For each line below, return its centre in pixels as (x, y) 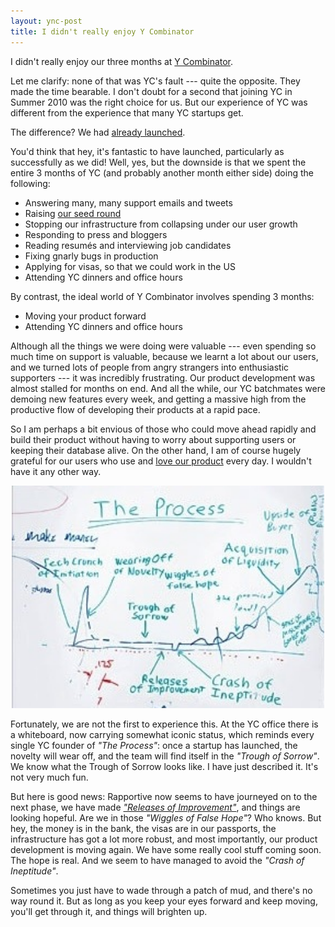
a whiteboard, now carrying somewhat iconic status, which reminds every (162, 734)
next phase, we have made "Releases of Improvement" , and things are (155, 807)
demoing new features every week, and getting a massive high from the (158, 399)
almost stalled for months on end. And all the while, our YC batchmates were (168, 388)
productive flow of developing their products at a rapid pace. (135, 409)
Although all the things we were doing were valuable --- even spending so (163, 346)
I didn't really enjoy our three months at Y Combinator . (122, 61)
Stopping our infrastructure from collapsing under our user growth (161, 224)
